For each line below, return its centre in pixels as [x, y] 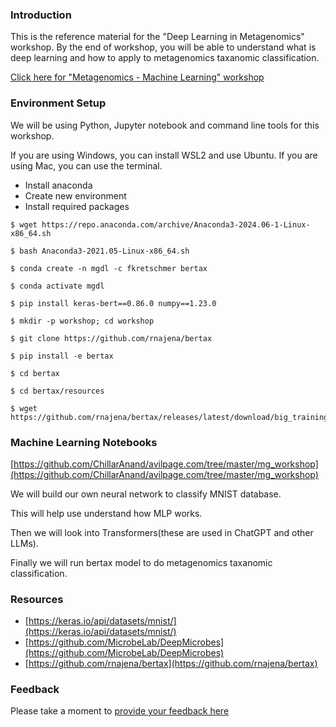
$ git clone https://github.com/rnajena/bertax [111, 338]
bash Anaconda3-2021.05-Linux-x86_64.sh [104, 251]
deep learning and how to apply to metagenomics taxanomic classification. [165, 58]
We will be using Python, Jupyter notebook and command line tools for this [165, 125]
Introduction [41, 15]
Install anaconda [58, 185]
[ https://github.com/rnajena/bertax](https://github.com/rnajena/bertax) [171, 664]
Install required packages [77, 206]
